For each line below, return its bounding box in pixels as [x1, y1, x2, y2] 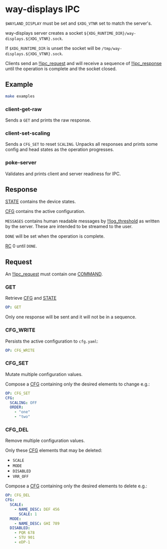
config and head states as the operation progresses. [5, 146, 115, 152]
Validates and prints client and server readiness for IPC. [5, 171, 121, 177]
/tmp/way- [101, 46, 123, 51]
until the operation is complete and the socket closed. [5, 66, 117, 72]
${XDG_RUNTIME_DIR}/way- [84, 31, 136, 36]
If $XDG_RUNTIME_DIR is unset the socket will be [5, 45, 101, 51]
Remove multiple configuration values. [5, 437, 85, 444]
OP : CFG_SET [5, 391, 30, 396]
